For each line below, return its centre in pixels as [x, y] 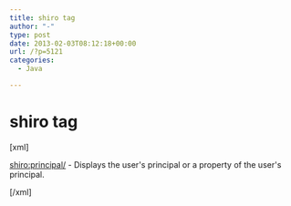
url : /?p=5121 [36, 52]
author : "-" [32, 26]
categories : [32, 60]
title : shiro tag [42, 18]
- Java [30, 69]
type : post [30, 35]
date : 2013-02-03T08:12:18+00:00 [73, 43]
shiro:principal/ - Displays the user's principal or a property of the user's [145, 164]
